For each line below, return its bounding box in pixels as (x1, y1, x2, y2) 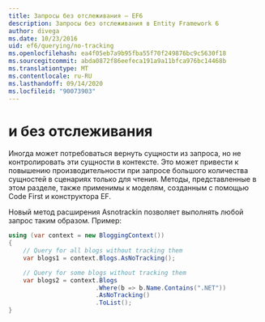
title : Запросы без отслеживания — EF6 (8, 11, 143, 20)
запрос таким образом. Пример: (8, 216, 122, 226)
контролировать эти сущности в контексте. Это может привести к (8, 157, 239, 167)
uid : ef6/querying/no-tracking (8, 42, 114, 50)
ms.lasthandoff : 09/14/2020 (8, 79, 104, 87)
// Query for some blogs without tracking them (23, 269, 186, 277)
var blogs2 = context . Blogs (23, 276, 118, 284)
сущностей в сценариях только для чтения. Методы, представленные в (8, 175, 257, 184)
